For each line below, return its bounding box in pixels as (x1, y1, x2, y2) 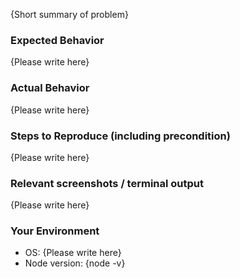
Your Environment (10, 224, 100, 238)
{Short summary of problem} (10, 9, 129, 20)
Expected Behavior (10, 33, 105, 47)
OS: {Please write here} (24, 247, 122, 259)
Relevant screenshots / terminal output (10, 176, 205, 190)
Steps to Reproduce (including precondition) (10, 129, 231, 143)
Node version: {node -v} (24, 257, 126, 269)
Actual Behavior (10, 81, 90, 95)
